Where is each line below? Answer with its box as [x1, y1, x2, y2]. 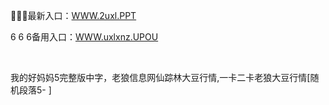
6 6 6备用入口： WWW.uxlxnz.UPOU [10, 31, 159, 43]
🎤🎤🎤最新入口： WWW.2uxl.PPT [10, 10, 137, 21]
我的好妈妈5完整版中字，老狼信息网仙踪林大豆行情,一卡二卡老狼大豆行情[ [10, 72, 311, 83]
